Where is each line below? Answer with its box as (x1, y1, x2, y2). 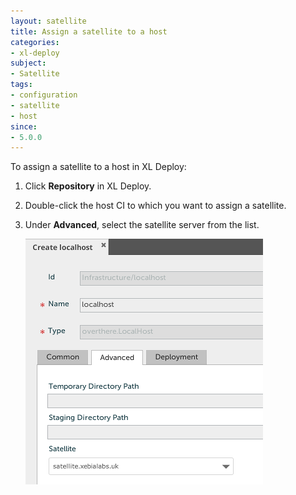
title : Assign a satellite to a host (10, 26, 168, 37)
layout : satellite (10, 16, 87, 26)
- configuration (10, 90, 78, 100)
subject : (10, 58, 47, 69)
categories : (10, 37, 60, 47)
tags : (10, 80, 33, 90)
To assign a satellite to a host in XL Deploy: (10, 161, 187, 173)
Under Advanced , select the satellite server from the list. (24, 219, 260, 231)
